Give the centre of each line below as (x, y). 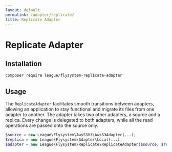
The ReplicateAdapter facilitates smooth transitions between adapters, (80, 104)
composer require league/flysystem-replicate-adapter (64, 75)
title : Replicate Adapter (33, 19)
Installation (24, 64)
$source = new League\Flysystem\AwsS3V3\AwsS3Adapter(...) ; (71, 135)
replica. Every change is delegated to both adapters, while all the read (79, 120)
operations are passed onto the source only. (52, 125)
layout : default (23, 10)
